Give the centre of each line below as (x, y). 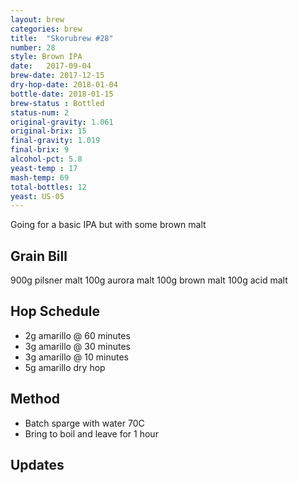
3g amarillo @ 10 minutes (76, 357)
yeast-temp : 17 (44, 168)
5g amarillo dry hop (65, 367)
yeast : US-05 (37, 196)
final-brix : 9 (40, 150)
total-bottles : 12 (48, 187)
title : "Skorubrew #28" (62, 38)
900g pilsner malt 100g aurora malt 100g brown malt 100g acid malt (149, 280)
